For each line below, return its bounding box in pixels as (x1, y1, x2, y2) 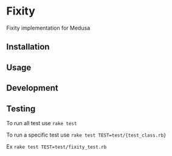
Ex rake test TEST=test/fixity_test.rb (6, 143, 107, 150)
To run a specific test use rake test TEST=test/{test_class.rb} (6, 131, 167, 138)
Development (6, 83, 59, 93)
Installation (6, 42, 50, 52)
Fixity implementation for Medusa (6, 24, 91, 31)
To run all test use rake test (6, 119, 77, 126)
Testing (6, 103, 36, 114)
